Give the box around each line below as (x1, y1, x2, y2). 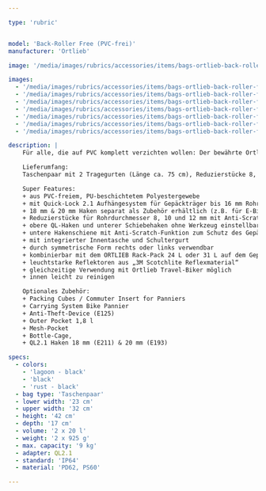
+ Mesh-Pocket (22, 324, 69, 333)
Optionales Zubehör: (22, 287, 90, 295)
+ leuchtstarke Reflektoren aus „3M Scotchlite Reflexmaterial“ (22, 258, 239, 266)
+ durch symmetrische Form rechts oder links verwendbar (22, 243, 215, 252)
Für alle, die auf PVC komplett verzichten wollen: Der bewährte (22, 149, 243, 157)
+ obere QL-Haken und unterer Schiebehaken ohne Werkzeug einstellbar (22, 222, 260, 230)
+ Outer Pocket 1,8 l (22, 317, 93, 325)
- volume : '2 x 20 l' (15, 427, 87, 435)
